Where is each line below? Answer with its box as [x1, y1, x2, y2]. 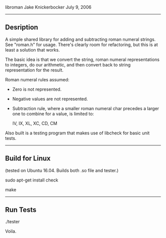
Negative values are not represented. [12, 96, 88, 102]
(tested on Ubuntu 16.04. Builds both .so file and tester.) [5, 167, 119, 173]
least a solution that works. [5, 47, 60, 53]
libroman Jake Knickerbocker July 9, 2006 [5, 4, 91, 10]
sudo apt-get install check [5, 177, 58, 183]
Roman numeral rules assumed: [5, 76, 70, 82]
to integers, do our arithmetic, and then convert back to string [5, 61, 131, 67]
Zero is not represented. [12, 86, 62, 92]
